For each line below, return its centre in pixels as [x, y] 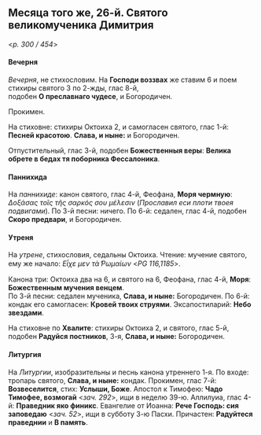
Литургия [25, 355]
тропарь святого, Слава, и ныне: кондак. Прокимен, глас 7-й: [112, 380]
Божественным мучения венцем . [66, 288]
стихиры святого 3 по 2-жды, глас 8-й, [74, 88]
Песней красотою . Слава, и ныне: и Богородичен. [94, 135]
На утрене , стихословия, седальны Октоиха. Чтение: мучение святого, [128, 255]
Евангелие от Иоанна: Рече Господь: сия [170, 405]
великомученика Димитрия [81, 26]
